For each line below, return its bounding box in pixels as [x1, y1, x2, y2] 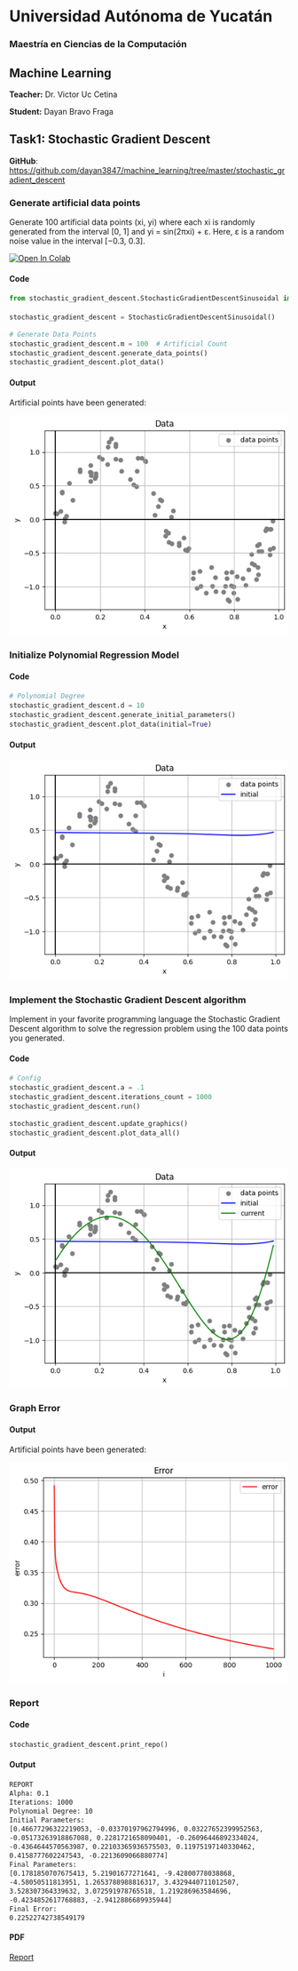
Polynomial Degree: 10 [9, 1807, 93, 1815]
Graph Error [9, 1402, 61, 1415]
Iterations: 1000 [9, 1798, 74, 1807]
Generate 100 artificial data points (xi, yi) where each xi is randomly [9, 217, 255, 227]
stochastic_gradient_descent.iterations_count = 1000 [9, 1093, 213, 1102]
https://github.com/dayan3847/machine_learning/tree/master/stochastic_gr [9, 164, 286, 175]
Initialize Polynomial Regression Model [9, 649, 180, 661]
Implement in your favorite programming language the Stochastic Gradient [9, 1014, 281, 1025]
